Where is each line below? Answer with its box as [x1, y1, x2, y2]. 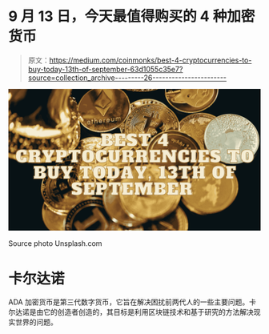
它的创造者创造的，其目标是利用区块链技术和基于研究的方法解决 [42, 308, 254, 317]
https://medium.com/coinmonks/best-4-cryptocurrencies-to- [49, 55, 252, 65]
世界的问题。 [14, 317, 58, 327]
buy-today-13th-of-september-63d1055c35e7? [27, 64, 183, 74]
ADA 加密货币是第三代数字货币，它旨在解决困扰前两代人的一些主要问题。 [8, 297, 250, 307]
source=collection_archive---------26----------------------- [27, 73, 227, 82]
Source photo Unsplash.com [8, 239, 102, 248]
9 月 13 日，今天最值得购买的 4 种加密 [8, 7, 255, 26]
